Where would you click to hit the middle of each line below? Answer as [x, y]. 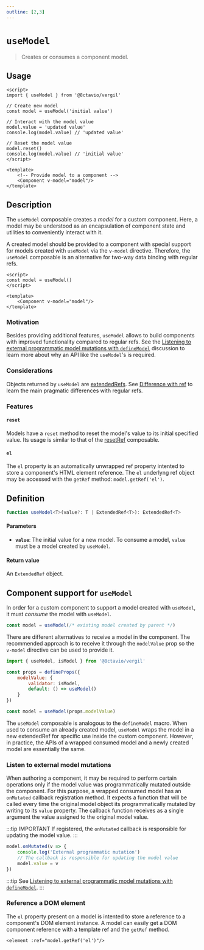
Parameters [21, 526]
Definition [25, 498]
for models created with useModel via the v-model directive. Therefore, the [98, 251]
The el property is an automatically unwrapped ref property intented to [95, 466]
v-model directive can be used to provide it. [60, 650]
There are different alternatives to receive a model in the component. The [98, 637]
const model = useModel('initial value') [60, 111]
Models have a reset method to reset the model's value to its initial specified [102, 433]
